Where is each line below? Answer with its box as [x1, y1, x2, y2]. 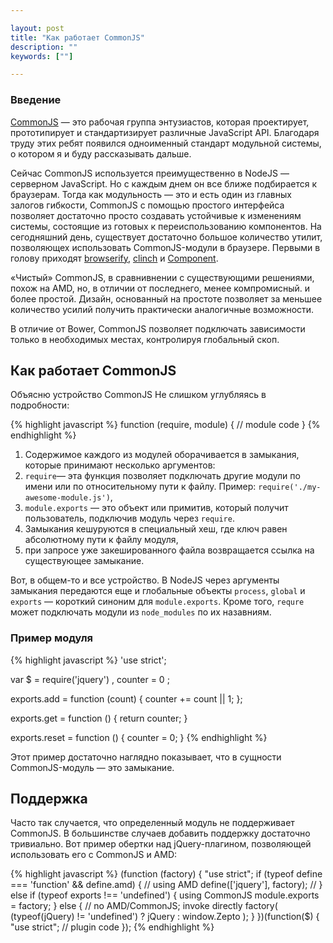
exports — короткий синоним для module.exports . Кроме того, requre [10, 596, 305, 608]
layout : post [10, 23, 65, 33]
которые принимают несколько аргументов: [24, 459, 216, 471]
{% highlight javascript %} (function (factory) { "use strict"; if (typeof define [10, 868, 323, 880]
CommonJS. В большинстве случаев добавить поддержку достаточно [10, 827, 311, 840]
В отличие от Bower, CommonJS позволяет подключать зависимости [10, 322, 306, 335]
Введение [10, 93, 62, 107]
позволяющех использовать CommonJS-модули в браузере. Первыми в [10, 241, 321, 253]
